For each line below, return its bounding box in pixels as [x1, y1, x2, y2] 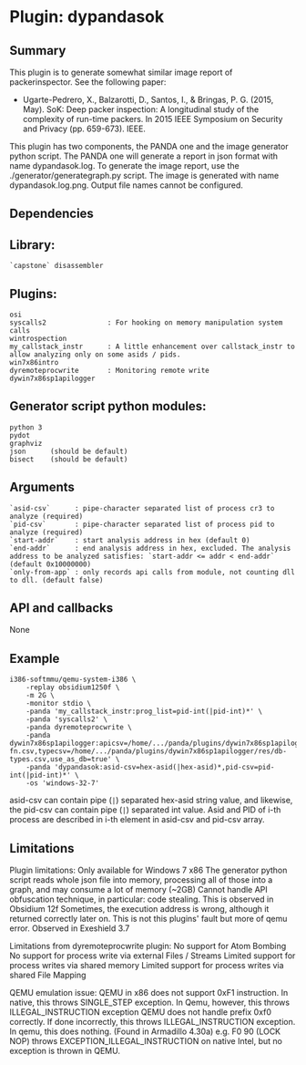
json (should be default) [9, 447, 128, 456]
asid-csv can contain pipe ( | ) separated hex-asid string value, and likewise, [9, 795, 293, 806]
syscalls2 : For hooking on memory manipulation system [9, 318, 283, 327]
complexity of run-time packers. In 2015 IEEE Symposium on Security [22, 114, 283, 124]
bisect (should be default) [9, 454, 128, 464]
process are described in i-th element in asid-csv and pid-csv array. [9, 814, 266, 825]
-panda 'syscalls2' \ [25, 715, 107, 724]
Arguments [9, 480, 76, 495]
